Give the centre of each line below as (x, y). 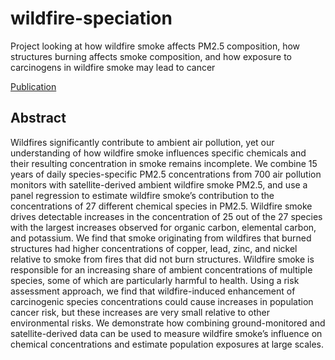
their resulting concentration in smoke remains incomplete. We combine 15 (164, 163)
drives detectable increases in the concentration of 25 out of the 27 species (166, 216)
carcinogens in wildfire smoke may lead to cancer (113, 67)
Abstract (38, 118)
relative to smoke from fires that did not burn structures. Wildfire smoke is (162, 259)
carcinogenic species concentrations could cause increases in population (162, 301)
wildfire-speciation (91, 18)
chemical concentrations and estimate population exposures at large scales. (167, 344)
